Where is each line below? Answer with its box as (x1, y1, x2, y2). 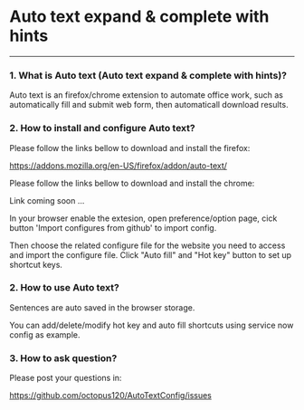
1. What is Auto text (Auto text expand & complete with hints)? (9, 69, 288, 81)
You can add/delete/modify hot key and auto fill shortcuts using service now (9, 319, 294, 330)
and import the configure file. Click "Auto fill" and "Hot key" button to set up (9, 249, 292, 260)
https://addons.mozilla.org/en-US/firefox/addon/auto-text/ (9, 160, 228, 171)
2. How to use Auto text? (9, 281, 119, 294)
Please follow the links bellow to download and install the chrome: (9, 177, 255, 188)
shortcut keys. (9, 259, 63, 270)
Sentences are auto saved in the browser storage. (9, 301, 195, 313)
